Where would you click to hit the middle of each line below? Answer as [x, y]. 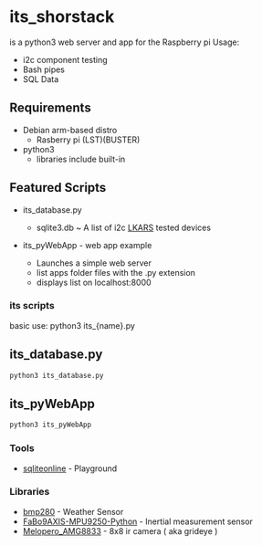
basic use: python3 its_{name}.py [72, 325]
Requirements [50, 108]
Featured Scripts [58, 188]
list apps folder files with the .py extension [116, 272]
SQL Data [41, 79]
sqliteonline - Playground [70, 468]
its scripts [32, 306]
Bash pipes [44, 69]
